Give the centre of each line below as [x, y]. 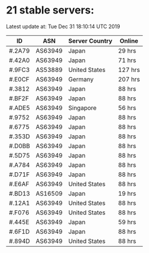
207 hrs [129, 79]
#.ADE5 [20, 108]
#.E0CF [19, 79]
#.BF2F [19, 98]
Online [129, 40]
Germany [81, 79]
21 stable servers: [50, 10]
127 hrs [129, 70]
